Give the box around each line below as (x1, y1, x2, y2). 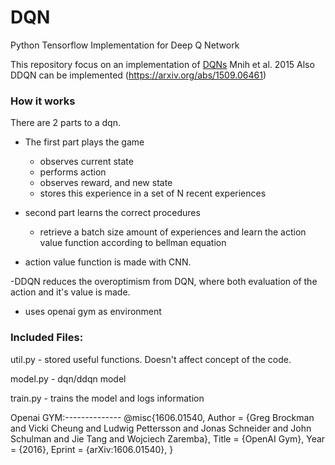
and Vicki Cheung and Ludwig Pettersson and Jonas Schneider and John (10, 422, 312, 434)
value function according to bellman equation (39, 237, 227, 249)
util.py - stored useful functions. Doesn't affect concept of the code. (10, 353, 292, 365)
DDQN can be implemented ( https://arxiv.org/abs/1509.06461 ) (10, 69, 267, 81)
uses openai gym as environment (24, 306, 162, 318)
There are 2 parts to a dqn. (10, 117, 121, 129)
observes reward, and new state (39, 177, 173, 189)
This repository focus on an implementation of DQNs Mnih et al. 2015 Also (10, 58, 315, 70)
